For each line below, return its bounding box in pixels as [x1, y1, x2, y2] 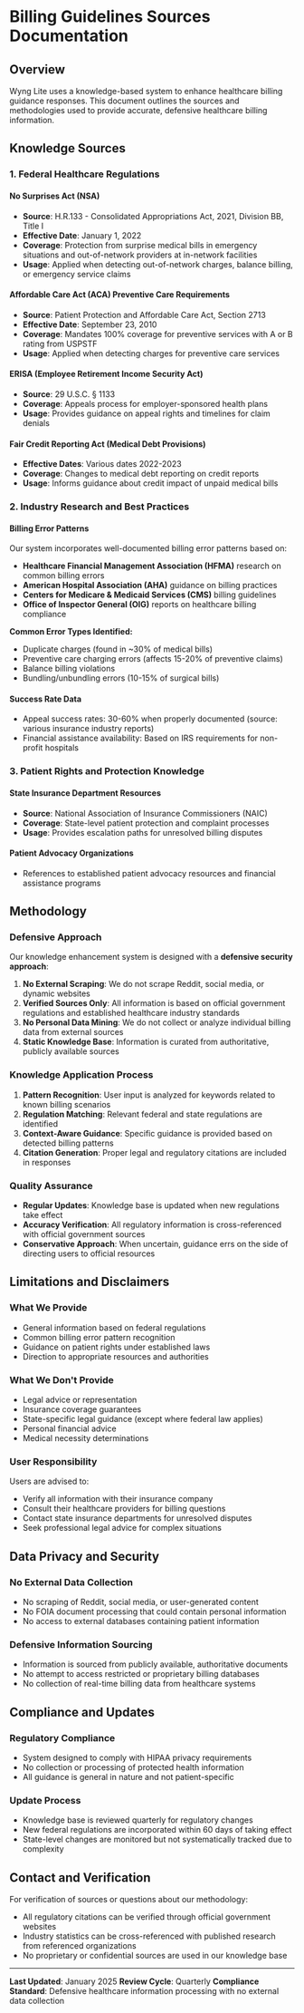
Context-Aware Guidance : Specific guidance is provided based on [22, 1127, 273, 1138]
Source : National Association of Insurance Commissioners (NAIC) [22, 808, 269, 818]
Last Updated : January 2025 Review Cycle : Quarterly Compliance [9, 1976, 260, 1987]
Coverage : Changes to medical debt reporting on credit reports [22, 469, 260, 479]
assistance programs [22, 877, 101, 888]
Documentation [9, 25, 129, 46]
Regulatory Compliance [9, 1731, 116, 1744]
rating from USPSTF [22, 338, 98, 349]
